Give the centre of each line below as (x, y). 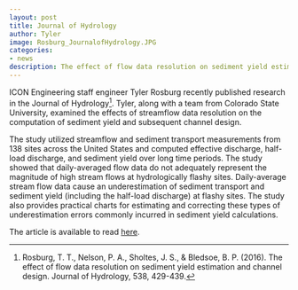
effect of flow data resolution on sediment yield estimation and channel (152, 266)
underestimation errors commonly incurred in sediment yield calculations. (144, 215)
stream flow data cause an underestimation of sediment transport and (137, 186)
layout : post (33, 17)
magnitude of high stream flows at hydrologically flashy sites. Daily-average (148, 176)
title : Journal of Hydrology (63, 26)
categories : (31, 51)
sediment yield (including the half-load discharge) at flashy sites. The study (147, 195)
